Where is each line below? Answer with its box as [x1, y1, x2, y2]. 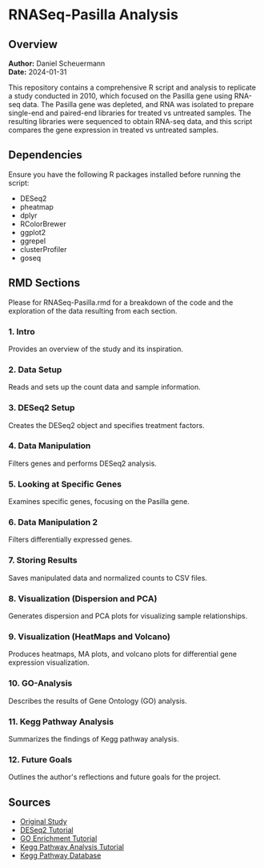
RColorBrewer [19, 218, 66, 229]
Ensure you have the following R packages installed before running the [8, 170, 242, 179]
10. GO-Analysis [8, 678, 73, 689]
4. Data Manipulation [8, 440, 91, 451]
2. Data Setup [8, 364, 62, 375]
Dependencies [8, 148, 82, 162]
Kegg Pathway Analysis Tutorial [19, 842, 124, 851]
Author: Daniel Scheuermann [8, 58, 106, 68]
